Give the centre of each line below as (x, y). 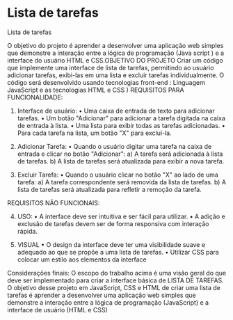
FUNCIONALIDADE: (35, 97)
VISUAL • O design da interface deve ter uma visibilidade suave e (111, 244)
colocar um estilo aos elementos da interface (82, 259)
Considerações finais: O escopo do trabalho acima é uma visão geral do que (117, 273)
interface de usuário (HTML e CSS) (57, 310)
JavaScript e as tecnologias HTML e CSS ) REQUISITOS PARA (96, 90)
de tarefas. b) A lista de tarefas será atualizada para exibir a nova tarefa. (121, 161)
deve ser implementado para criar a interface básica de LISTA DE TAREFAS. (115, 280)
